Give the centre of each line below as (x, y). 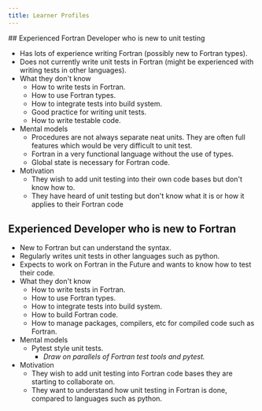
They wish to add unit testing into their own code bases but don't (137, 179)
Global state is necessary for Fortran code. (101, 162)
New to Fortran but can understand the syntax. (95, 248)
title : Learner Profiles (49, 15)
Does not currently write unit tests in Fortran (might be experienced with (137, 62)
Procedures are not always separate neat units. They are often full (138, 137)
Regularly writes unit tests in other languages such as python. (120, 256)
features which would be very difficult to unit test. (112, 145)
